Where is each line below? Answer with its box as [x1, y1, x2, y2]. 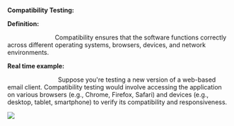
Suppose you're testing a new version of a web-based [57, 75, 216, 84]
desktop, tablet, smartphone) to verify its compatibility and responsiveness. [7, 98, 228, 106]
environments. [7, 49, 49, 56]
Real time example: [7, 62, 65, 70]
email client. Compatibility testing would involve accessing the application [7, 83, 223, 91]
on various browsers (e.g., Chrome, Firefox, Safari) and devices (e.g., [7, 91, 209, 99]
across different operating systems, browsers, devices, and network [7, 41, 206, 49]
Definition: [7, 20, 40, 27]
